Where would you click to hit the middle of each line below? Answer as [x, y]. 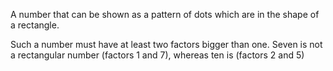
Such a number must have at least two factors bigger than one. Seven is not [166, 44]
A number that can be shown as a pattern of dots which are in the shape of [165, 14]
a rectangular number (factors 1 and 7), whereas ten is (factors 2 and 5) [157, 55]
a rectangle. [35, 25]
